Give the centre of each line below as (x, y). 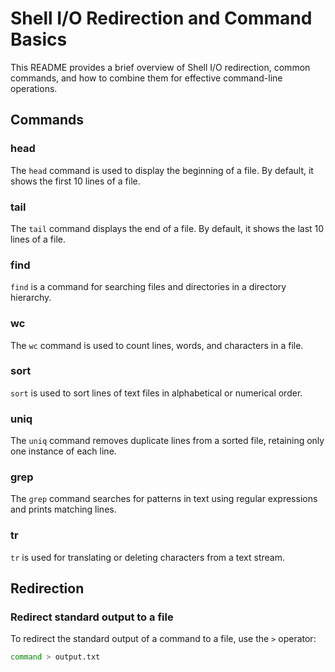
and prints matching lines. (63, 509)
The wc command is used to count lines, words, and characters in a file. (157, 345)
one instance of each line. (63, 451)
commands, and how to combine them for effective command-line (146, 78)
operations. (34, 88)
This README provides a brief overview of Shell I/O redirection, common (160, 67)
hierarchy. (31, 298)
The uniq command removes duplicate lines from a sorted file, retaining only (167, 441)
